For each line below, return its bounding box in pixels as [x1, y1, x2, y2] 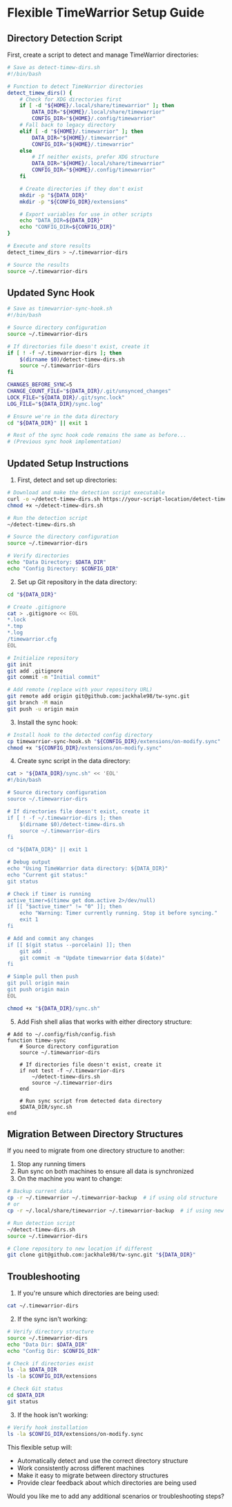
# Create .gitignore [7, 603, 67, 610]
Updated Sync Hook [7, 287, 95, 299]
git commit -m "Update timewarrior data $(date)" [19, 954, 166, 962]
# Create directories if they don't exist [19, 185, 144, 192]
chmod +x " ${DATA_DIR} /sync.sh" [7, 1004, 100, 1012]
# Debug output [7, 859, 51, 865]
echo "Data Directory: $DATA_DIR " [7, 559, 107, 565]
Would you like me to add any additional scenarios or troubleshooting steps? [7, 1492, 224, 1500]
